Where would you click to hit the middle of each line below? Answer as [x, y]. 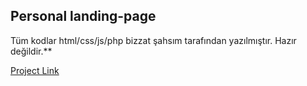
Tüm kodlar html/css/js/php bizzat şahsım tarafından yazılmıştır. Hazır [153, 40]
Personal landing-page [83, 16]
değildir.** [31, 51]
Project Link [35, 70]
